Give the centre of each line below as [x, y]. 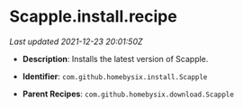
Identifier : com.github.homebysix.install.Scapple [115, 76]
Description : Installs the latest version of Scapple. [115, 58]
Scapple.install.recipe [93, 17]
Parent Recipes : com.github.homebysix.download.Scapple [128, 94]
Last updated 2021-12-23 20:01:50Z [76, 41]
